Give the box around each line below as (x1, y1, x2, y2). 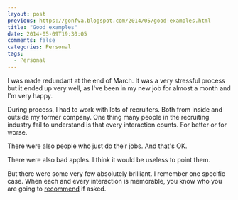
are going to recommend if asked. (7, 184, 107, 193)
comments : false (7, 37, 55, 44)
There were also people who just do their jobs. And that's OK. (7, 142, 188, 150)
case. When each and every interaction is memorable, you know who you (7, 177, 222, 185)
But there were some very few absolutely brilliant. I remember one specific (7, 169, 226, 178)
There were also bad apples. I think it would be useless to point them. (7, 155, 211, 164)
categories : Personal (7, 43, 72, 51)
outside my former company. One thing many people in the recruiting (7, 112, 210, 121)
